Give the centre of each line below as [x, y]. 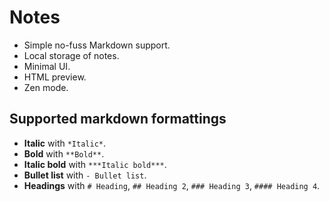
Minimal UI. [47, 66]
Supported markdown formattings [118, 119]
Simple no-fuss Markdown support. [97, 45]
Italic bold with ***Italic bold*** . [95, 164]
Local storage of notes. [71, 55]
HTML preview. [55, 77]
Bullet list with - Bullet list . [85, 175]
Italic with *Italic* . [65, 143]
